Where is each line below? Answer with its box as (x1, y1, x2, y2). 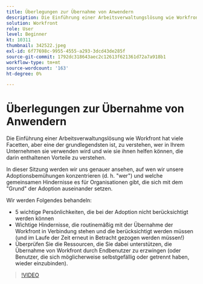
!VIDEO (21, 271, 39, 279)
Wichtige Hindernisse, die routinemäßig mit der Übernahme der (14, 221, 173, 228)
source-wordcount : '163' (6, 65, 69, 71)
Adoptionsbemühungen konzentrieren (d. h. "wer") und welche (6, 172, 163, 179)
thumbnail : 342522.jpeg (6, 43, 66, 49)
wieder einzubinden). (14, 260, 68, 267)
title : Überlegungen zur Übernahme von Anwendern (6, 8, 134, 15)
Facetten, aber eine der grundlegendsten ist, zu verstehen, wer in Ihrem (6, 141, 185, 149)
